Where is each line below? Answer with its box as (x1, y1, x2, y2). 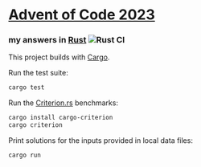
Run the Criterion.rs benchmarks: (8, 98, 119, 108)
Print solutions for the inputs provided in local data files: (8, 136, 193, 145)
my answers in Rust (8, 35, 87, 46)
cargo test (8, 83, 45, 92)
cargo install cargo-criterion (8, 114, 113, 122)
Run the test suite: (8, 68, 68, 78)
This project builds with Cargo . (8, 52, 110, 62)
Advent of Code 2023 (8, 6, 155, 24)
